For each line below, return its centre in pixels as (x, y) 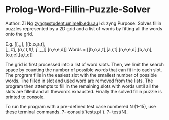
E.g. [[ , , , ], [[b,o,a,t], (25, 44)
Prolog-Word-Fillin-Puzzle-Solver (78, 9)
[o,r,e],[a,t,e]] (19, 55)
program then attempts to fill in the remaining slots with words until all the (82, 86)
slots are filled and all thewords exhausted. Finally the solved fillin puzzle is (84, 91)
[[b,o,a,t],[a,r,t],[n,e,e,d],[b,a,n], (120, 49)
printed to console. (25, 97)
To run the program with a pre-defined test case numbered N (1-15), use (81, 106)
